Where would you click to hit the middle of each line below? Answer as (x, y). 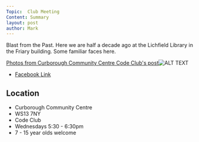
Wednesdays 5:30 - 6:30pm (49, 127)
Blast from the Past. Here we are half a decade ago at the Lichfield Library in (99, 45)
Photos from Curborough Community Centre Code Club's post (83, 63)
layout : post (22, 23)
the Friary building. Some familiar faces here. (61, 52)
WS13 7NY (28, 114)
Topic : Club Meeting (33, 12)
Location (23, 93)
